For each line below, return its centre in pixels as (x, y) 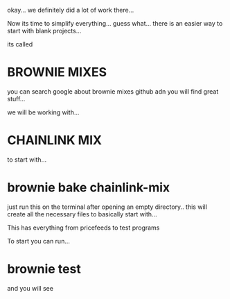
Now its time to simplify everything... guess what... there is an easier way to (115, 23)
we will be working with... (43, 112)
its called (20, 44)
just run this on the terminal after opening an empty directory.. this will (107, 207)
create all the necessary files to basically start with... (82, 214)
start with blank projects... (44, 31)
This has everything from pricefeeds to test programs (83, 228)
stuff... (16, 99)
